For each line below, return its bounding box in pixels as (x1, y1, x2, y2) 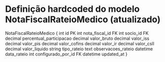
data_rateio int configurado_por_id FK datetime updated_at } (5, 51, 127, 57)
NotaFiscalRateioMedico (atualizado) (5, 14, 161, 25)
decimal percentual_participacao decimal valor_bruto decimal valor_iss (5, 35, 150, 41)
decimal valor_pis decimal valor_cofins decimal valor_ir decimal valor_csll (5, 40, 155, 46)
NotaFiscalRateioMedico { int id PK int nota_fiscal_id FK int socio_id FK (5, 30, 149, 36)
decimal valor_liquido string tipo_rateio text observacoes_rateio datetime (5, 46, 153, 52)
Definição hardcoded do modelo (5, 3, 140, 15)
